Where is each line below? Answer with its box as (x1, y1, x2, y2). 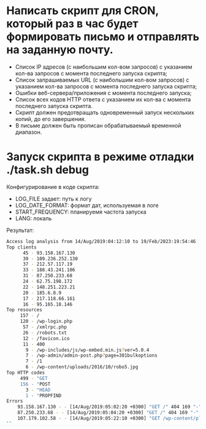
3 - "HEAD (25, 387, 51, 393)
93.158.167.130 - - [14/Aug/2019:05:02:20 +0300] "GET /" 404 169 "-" (17, 404, 202, 410)
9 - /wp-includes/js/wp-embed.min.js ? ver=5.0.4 (25, 347, 150, 353)
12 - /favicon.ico (22, 335, 70, 341)
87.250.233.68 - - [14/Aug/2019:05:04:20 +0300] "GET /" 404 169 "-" (17, 409, 199, 416)
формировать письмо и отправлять (6, 30, 200, 44)
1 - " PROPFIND (25, 392, 62, 399)
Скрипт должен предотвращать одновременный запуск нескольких (15, 109, 194, 116)
